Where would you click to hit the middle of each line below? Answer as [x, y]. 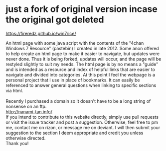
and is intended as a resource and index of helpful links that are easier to [80, 69]
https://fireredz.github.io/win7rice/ [41, 33]
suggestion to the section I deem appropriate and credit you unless [75, 133]
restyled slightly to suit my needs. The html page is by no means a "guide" [82, 64]
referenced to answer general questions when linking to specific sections [81, 85]
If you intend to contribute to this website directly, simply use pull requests [82, 117]
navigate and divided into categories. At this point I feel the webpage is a [81, 75]
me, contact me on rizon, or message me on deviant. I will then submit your [83, 127]
